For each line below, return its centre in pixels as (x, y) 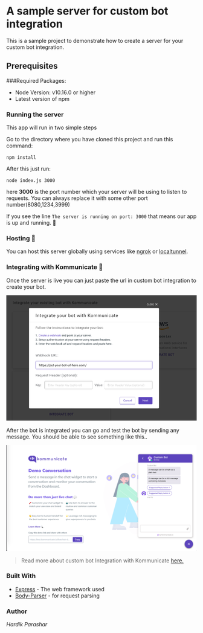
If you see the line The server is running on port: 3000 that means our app (101, 216)
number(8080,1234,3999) (38, 205)
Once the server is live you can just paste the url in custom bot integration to (101, 280)
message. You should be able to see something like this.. (77, 437)
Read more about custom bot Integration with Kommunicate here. (102, 561)
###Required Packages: (36, 80)
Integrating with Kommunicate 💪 (55, 267)
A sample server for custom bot (87, 11)
